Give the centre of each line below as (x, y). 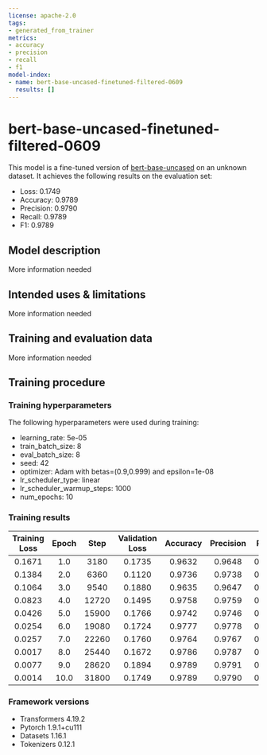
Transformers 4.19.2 (52, 719)
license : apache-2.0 (43, 15)
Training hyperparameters (60, 405)
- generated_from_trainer (51, 30)
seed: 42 (34, 463)
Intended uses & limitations (77, 294)
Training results (39, 517)
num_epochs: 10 (46, 497)
